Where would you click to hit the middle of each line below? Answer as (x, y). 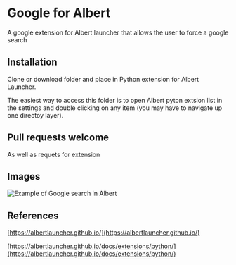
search (17, 39)
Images (24, 177)
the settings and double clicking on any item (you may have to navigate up (115, 108)
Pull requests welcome (58, 138)
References (33, 215)
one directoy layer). (35, 115)
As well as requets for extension (54, 154)
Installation (32, 62)
